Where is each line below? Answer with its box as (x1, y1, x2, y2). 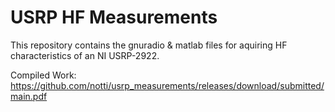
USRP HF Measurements (10, 6, 218, 29)
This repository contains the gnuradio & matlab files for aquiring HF (10, 39, 288, 51)
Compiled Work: (10, 69, 77, 81)
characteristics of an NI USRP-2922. (10, 49, 160, 61)
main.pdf (10, 90, 48, 102)
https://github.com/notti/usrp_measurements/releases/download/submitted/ (10, 79, 325, 91)
